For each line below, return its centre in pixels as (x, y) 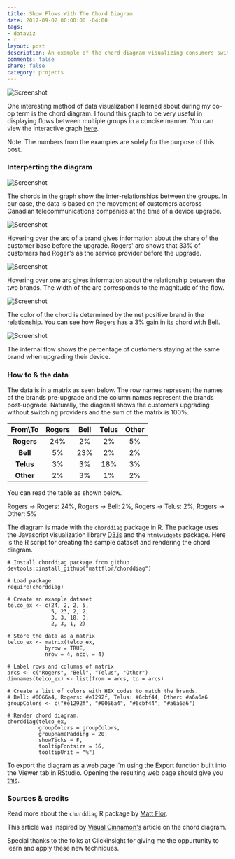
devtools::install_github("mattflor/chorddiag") (79, 569)
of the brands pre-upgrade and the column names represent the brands (111, 398)
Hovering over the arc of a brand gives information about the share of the (113, 238)
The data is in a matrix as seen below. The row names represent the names (115, 390)
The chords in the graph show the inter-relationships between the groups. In (117, 196)
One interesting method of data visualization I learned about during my (109, 106)
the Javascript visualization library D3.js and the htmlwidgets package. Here (116, 535)
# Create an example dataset (50, 599)
